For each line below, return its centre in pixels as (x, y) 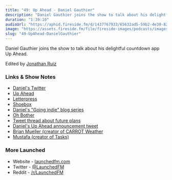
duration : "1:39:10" (27, 19)
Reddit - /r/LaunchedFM (38, 172)
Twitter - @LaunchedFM (38, 167)
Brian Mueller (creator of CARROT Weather (58, 131)
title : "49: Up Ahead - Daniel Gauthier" (50, 10)
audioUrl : (16, 24)
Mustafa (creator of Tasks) (41, 137)
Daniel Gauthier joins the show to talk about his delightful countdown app (82, 48)
